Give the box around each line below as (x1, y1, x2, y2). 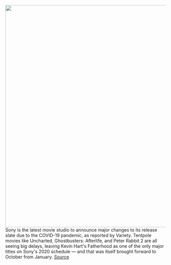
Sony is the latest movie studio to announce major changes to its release (5, 227, 158, 233)
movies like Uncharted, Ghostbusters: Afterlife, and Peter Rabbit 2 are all (5, 238, 158, 244)
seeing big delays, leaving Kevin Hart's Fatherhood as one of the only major (5, 243, 164, 249)
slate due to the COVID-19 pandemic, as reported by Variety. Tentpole (5, 233, 152, 238)
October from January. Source (5, 254, 70, 260)
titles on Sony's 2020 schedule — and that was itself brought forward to (5, 249, 156, 254)
